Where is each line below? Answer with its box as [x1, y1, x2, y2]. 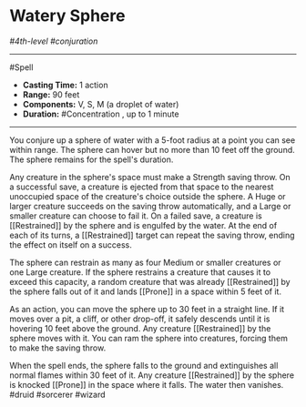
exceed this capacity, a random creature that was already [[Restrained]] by [9, 276, 291, 287]
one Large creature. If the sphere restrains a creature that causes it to [9, 266, 271, 278]
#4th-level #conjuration [9, 36, 98, 46]
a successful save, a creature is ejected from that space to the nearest [9, 181, 274, 192]
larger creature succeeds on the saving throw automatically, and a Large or [9, 200, 291, 211]
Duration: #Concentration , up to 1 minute [22, 108, 179, 119]
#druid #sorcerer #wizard [9, 389, 107, 400]
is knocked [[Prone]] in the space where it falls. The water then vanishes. [9, 379, 284, 390]
